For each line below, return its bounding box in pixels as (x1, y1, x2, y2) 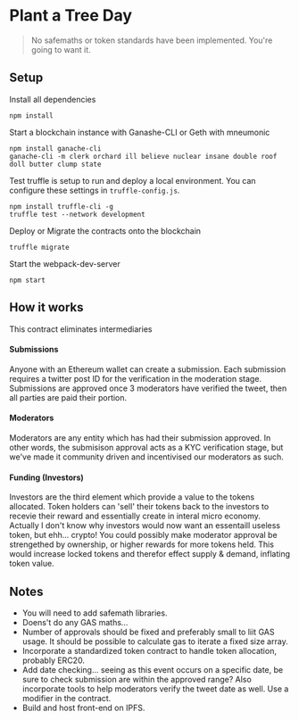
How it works (9, 300, 84, 315)
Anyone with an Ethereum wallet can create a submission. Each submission (9, 363, 287, 375)
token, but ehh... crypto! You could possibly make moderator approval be (9, 530, 278, 541)
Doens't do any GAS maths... (21, 617, 129, 627)
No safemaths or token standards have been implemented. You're (30, 35, 273, 46)
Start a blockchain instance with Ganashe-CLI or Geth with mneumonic (9, 127, 270, 137)
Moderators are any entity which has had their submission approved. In (9, 432, 271, 443)
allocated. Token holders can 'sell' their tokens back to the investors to (9, 501, 270, 512)
